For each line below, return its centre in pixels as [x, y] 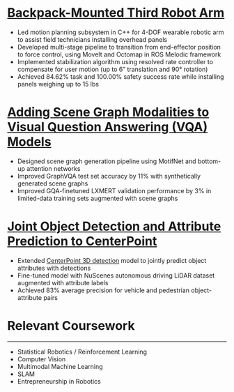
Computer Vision [41, 359]
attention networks [54, 168]
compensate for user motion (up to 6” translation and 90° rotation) [112, 69]
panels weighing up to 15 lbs [58, 84]
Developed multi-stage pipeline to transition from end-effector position [119, 47]
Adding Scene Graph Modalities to [108, 112]
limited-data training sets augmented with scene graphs [97, 198]
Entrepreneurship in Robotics [59, 381]
